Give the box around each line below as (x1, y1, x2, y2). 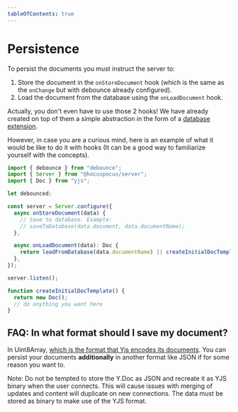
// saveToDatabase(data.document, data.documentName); (20, 222, 186, 230)
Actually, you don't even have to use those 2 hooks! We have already (7, 107, 209, 115)
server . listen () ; (7, 274, 59, 282)
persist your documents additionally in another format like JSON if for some (7, 353, 230, 362)
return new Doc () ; (13, 294, 69, 301)
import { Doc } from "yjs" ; (7, 178, 91, 185)
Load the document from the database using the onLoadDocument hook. (17, 93, 223, 101)
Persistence (7, 40, 80, 57)
